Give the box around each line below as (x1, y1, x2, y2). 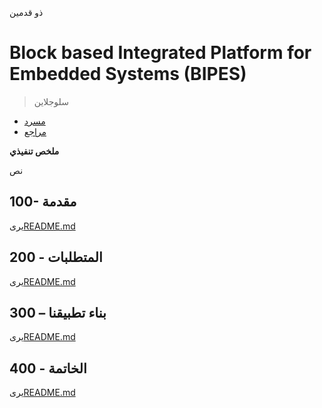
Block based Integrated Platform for (9, 42, 312, 64)
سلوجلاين (33, 95, 69, 107)
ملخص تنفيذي (9, 145, 60, 157)
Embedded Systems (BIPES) (9, 63, 247, 86)
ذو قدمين (9, 7, 44, 18)
